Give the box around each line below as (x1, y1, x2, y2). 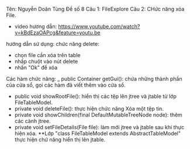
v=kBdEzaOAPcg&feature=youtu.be (14, 29, 101, 36)
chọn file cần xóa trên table (14, 52, 81, 58)
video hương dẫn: (14, 23, 57, 30)
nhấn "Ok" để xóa (14, 64, 58, 71)
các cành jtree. (14, 118, 51, 125)
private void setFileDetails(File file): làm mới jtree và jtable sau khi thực (14, 124, 185, 130)
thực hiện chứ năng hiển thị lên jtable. (14, 136, 106, 143)
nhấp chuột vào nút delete (14, 58, 78, 65)
